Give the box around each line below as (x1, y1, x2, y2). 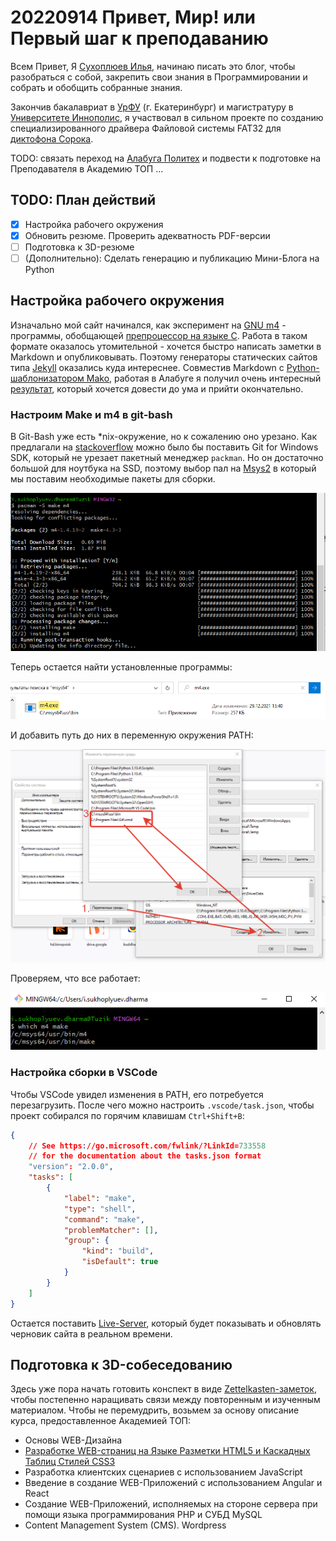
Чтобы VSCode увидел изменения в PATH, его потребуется (10, 1088, 264, 1100)
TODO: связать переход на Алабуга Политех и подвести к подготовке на (10, 152, 322, 164)
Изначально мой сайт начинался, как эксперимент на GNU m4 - (10, 319, 287, 331)
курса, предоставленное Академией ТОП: (10, 1415, 192, 1427)
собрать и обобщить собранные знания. (10, 81, 183, 93)
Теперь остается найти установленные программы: (10, 661, 233, 673)
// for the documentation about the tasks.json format (28, 1151, 262, 1161)
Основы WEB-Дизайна (24, 1434, 123, 1446)
